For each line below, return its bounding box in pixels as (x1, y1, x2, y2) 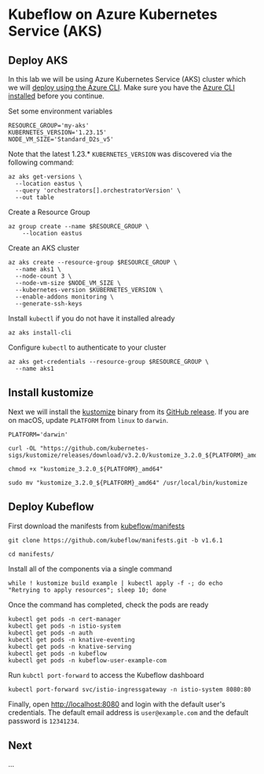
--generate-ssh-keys (15, 300, 82, 308)
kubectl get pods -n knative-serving (8, 643, 132, 650)
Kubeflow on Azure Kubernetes (8, 6, 218, 24)
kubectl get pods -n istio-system (8, 622, 122, 630)
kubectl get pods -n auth (8, 628, 93, 637)
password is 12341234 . (8, 716, 80, 725)
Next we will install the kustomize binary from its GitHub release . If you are (8, 407, 249, 417)
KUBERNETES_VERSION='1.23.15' (8, 128, 108, 136)
